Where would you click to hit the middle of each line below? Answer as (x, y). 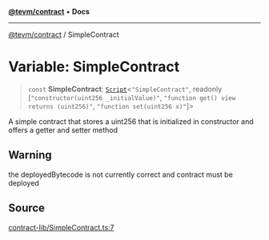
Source (27, 208)
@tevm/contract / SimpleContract (64, 34)
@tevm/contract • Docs (49, 12)
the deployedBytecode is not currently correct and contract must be (121, 174)
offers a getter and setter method (63, 130)
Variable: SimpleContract (94, 67)
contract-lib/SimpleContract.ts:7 (61, 227)
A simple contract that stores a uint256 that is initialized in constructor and (131, 121)
